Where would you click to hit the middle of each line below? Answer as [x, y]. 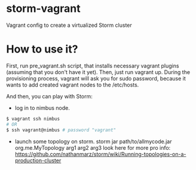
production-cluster [38, 160]
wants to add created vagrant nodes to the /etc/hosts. [73, 85]
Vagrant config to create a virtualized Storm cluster [69, 25]
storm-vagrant [43, 9]
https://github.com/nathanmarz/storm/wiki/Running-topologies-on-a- [100, 154]
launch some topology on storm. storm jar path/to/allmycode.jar [93, 141]
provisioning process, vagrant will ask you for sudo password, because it [96, 78]
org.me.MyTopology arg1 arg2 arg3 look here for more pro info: [93, 147]
